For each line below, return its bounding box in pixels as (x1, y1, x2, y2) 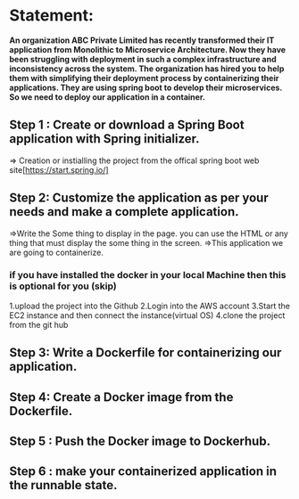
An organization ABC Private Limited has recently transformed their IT (9, 35, 275, 45)
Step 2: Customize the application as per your (9, 191, 270, 206)
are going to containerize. (9, 247, 104, 258)
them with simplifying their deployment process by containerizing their (9, 72, 279, 83)
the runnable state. (9, 478, 118, 493)
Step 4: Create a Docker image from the (9, 389, 234, 405)
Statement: (9, 5, 94, 26)
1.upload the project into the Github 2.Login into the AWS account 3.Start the (9, 300, 291, 311)
